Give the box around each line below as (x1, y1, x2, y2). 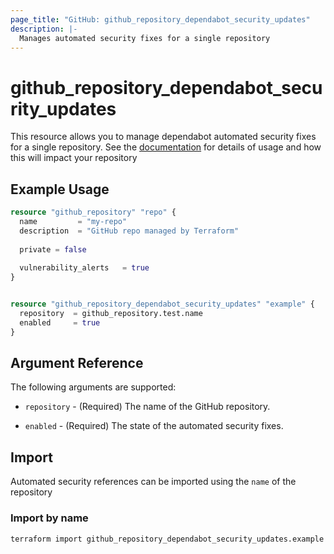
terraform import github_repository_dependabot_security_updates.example (10, 534, 325, 544)
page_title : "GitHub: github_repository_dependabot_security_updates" (10, 14, 311, 25)
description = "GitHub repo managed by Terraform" (19, 226, 240, 236)
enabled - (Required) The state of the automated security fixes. (24, 420, 284, 432)
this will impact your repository (10, 152, 138, 164)
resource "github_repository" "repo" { (10, 207, 177, 218)
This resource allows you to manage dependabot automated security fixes (10, 131, 317, 143)
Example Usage (10, 181, 110, 198)
